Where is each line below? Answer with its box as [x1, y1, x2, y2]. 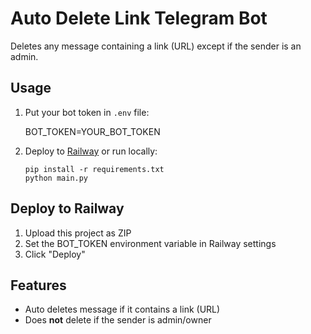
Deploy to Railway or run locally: [24, 145, 158, 157]
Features [10, 277, 67, 294]
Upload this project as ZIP [24, 227, 132, 239]
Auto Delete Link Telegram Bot [10, 7, 268, 30]
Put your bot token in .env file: [24, 106, 150, 118]
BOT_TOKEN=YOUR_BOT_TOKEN [24, 125, 161, 137]
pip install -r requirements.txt [24, 164, 165, 174]
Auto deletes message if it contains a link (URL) [24, 303, 221, 316]
